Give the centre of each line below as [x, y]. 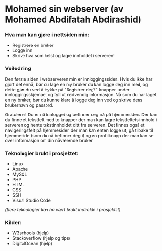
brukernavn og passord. [29, 105]
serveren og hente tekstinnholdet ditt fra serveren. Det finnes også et [75, 125]
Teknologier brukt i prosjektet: [42, 153]
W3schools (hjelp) [31, 233]
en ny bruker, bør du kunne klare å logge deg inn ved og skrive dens [74, 100]
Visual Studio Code [32, 200]
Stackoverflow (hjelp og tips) [41, 238]
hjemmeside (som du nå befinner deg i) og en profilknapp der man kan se [79, 135]
